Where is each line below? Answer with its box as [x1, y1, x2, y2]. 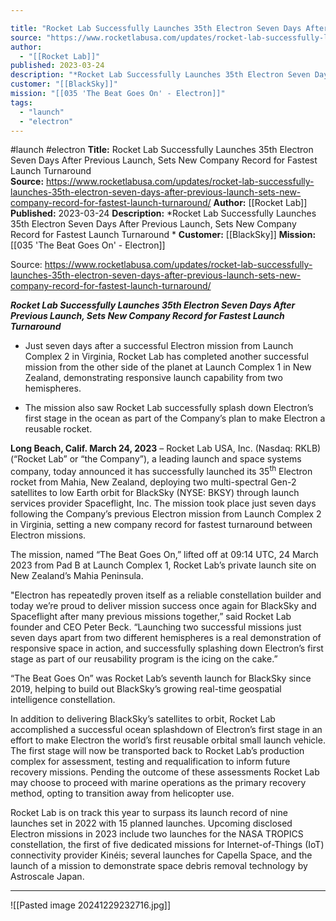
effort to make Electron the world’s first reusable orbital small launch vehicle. [10, 734, 326, 746]
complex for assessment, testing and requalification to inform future [10, 756, 291, 768]
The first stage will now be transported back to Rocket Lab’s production [10, 745, 305, 757]
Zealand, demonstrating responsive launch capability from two [24, 372, 283, 384]
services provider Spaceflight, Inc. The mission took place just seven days [10, 497, 317, 510]
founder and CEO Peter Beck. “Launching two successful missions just [10, 621, 302, 633]
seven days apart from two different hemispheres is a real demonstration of [10, 632, 322, 644]
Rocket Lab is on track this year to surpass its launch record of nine [10, 807, 288, 819]
